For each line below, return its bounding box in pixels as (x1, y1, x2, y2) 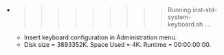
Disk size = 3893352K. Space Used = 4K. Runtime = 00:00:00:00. (23, 41, 212, 48)
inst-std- (192, 6, 218, 14)
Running (167, 6, 192, 14)
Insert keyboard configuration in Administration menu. (23, 33, 177, 41)
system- (167, 13, 191, 21)
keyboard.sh (167, 20, 203, 28)
